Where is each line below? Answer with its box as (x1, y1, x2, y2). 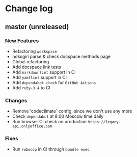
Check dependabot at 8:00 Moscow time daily (12, 113, 104, 119)
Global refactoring (12, 58, 49, 64)
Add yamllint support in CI (12, 74, 67, 80)
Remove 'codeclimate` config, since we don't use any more (12, 108, 133, 114)
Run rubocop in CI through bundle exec (12, 146, 90, 152)
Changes (5, 97, 27, 104)
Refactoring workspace (12, 48, 57, 54)
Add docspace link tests (12, 64, 61, 70)
